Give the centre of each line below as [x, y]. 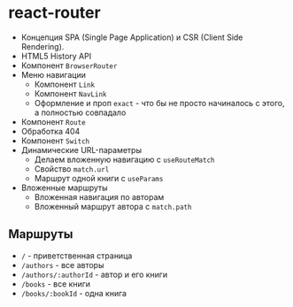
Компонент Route [53, 121]
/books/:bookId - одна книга [74, 293]
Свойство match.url [72, 169]
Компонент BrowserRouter [69, 65]
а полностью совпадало [80, 112]
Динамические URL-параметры [81, 150]
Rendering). [42, 46]
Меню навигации [53, 74]
